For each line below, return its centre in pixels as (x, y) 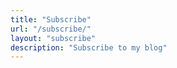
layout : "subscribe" (53, 38)
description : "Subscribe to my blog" (89, 47)
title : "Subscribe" (51, 19)
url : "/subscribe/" (51, 29)
